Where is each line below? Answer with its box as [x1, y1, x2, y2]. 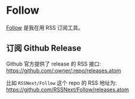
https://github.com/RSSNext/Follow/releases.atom [6, 86, 130, 93]
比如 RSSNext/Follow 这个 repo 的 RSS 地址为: [6, 79, 117, 86]
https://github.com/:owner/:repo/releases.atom [6, 67, 121, 74]
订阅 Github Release [6, 43, 81, 54]
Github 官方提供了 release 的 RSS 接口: [6, 60, 101, 67]
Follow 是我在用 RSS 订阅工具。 [6, 24, 84, 31]
